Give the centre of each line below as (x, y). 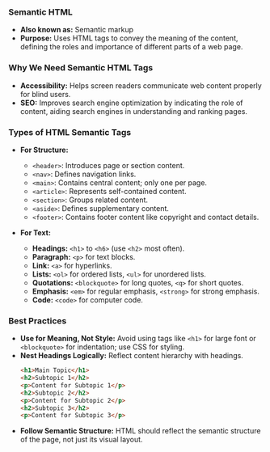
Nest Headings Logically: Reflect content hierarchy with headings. (132, 356)
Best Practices (38, 320)
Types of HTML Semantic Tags (70, 132)
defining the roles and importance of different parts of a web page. (131, 47)
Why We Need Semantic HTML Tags (81, 68)
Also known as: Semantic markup (77, 30)
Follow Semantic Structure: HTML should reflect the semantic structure (140, 431)
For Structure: (44, 150)
